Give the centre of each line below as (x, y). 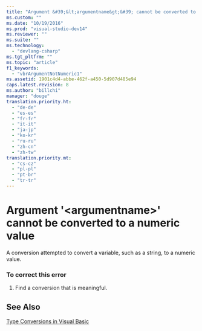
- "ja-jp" (24, 130)
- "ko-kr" (24, 136)
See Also (23, 307)
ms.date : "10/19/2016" (35, 23)
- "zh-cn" (24, 146)
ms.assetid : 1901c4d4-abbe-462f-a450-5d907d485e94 (71, 79)
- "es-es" (24, 113)
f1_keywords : (23, 68)
